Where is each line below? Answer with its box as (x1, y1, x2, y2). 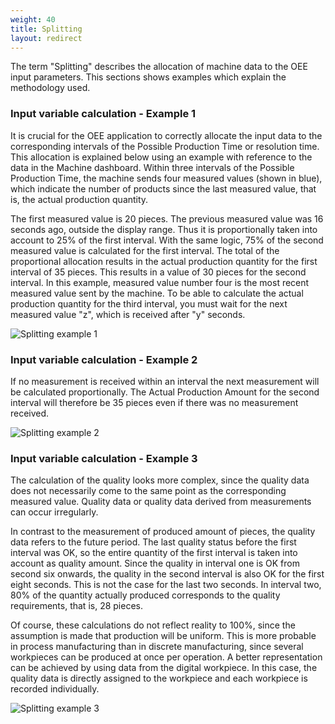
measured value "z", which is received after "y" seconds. (10, 308, 246, 320)
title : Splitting (10, 24, 83, 34)
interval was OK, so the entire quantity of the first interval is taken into (10, 547, 298, 559)
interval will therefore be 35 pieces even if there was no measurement (10, 396, 299, 408)
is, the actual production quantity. (10, 193, 149, 205)
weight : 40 (10, 14, 56, 25)
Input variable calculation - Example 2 (10, 352, 198, 366)
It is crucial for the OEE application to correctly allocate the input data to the (10, 129, 323, 141)
